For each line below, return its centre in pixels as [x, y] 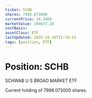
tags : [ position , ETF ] [28, 42]
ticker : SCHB [19, 10]
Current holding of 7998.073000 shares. [46, 90]
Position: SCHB [37, 66]
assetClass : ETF [22, 33]
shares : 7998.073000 [26, 14]
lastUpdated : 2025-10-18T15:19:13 [41, 38]
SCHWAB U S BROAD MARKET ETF [41, 81]
